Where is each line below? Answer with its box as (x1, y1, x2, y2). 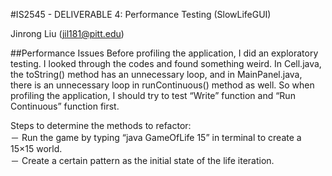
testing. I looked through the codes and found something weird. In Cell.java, (10, 58, 322, 69)
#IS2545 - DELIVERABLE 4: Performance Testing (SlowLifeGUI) (10, 9, 272, 20)
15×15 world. (10, 143, 63, 154)
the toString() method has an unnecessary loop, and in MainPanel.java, (10, 69, 303, 80)
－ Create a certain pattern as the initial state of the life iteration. (10, 155, 275, 166)
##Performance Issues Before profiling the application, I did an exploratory (10, 47, 319, 59)
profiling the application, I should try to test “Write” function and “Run (10, 90, 296, 101)
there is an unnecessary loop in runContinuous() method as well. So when (10, 79, 315, 91)
